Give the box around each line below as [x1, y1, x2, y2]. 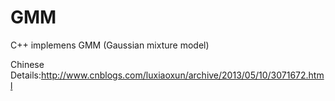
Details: [10, 69, 42, 81]
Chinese [10, 58, 45, 70]
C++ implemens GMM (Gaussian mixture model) [10, 39, 210, 51]
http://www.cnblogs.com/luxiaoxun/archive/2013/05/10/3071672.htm [40, 69, 325, 81]
